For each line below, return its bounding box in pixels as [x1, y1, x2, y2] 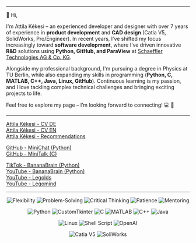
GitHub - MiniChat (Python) [6, 144, 72, 151]
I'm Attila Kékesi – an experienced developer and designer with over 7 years [6, 23, 188, 30]
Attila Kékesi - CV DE [6, 121, 57, 127]
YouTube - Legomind [6, 180, 57, 187]
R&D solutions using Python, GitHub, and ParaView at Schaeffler [6, 48, 163, 54]
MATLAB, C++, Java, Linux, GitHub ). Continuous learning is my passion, [6, 78, 182, 84]
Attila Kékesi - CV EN [6, 126, 57, 133]
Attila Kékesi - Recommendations [6, 133, 86, 140]
